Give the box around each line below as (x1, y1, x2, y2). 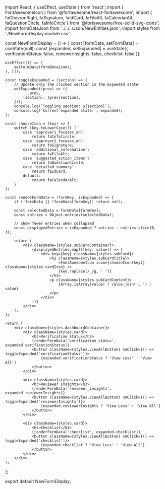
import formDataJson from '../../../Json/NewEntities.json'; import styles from (5, 25, 160, 31)
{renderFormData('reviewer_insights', (31, 386, 112, 391)
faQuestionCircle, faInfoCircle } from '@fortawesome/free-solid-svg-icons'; (5, 20, 160, 26)
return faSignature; (31, 143, 74, 148)
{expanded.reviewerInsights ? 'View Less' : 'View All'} (40, 404, 161, 409)
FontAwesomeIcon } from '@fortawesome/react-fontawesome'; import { (5, 9, 153, 15)
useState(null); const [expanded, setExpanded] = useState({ (5, 46, 128, 51)
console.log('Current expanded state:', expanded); (14, 108, 123, 113)
